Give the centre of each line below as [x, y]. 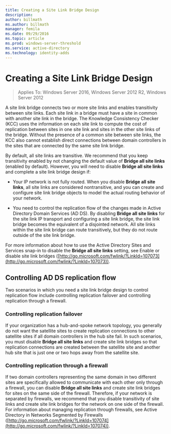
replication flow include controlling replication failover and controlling [78, 295]
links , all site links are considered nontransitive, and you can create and [88, 187]
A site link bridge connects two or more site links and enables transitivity [82, 107]
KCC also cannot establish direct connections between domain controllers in [86, 140]
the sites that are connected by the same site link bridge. [65, 146]
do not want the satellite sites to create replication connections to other [80, 331]
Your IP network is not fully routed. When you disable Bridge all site [84, 182]
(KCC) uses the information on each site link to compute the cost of [76, 124]
